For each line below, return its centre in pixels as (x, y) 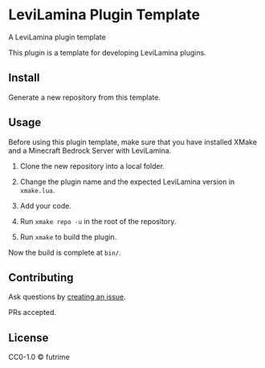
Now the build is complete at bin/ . (65, 252)
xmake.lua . (37, 190)
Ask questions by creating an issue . (67, 297)
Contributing (41, 278)
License (29, 338)
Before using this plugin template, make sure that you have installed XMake (132, 141)
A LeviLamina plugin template (57, 37)
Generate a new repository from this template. (84, 97)
